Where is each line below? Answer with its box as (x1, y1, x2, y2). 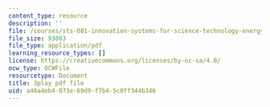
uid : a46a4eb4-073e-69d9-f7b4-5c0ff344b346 (8, 86, 157, 95)
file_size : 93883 (8, 34, 67, 43)
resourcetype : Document (8, 72, 88, 80)
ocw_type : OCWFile (8, 64, 70, 72)
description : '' (8, 19, 63, 27)
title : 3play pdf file (8, 79, 84, 87)
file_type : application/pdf (8, 42, 103, 50)
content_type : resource (8, 11, 88, 20)
